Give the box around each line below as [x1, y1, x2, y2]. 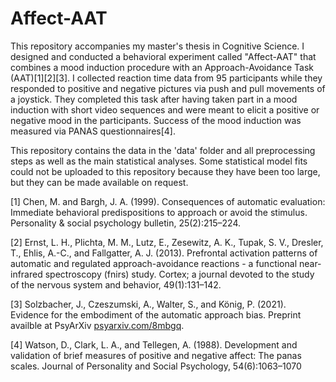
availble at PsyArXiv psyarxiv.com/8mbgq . [10, 319, 185, 331]
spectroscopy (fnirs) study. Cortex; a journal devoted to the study [44, 268, 315, 280]
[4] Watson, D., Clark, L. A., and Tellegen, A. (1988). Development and [10, 338, 298, 351]
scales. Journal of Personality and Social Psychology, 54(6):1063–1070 [10, 360, 302, 372]
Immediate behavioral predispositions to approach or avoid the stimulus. [10, 206, 308, 218]
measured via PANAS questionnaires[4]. [10, 125, 176, 137]
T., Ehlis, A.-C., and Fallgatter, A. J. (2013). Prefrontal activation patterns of [10, 247, 318, 259]
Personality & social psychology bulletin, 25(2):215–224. [10, 217, 242, 229]
